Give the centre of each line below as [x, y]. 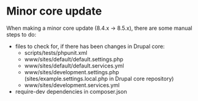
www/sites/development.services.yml [72, 85]
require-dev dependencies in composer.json [71, 91]
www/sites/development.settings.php [71, 72]
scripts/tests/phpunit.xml [56, 52]
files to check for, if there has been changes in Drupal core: [90, 46]
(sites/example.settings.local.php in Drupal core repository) [99, 78]
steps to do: [21, 34]
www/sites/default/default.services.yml [74, 66]
